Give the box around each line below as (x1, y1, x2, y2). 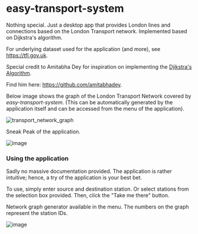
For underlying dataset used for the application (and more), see (6, 45, 161, 52)
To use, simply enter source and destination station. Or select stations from (6, 185, 189, 193)
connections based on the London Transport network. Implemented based (6, 27, 187, 34)
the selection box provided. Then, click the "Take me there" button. (6, 192, 170, 199)
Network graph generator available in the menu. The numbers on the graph (6, 203, 189, 210)
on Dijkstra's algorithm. (6, 34, 63, 41)
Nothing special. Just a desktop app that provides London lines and (6, 21, 171, 28)
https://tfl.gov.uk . (6, 52, 48, 59)
